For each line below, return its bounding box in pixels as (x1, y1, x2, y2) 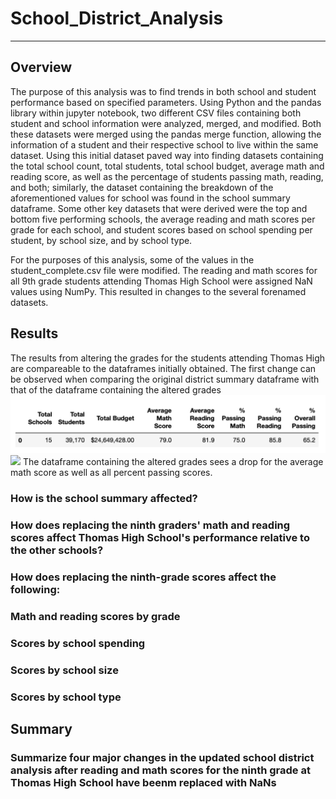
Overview (10, 59, 73, 76)
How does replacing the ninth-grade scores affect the (10, 570, 277, 584)
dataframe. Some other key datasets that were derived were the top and (10, 202, 308, 214)
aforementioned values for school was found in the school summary (10, 192, 291, 204)
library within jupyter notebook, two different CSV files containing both (10, 107, 302, 119)
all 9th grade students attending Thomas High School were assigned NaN (10, 275, 313, 287)
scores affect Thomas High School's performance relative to (10, 530, 310, 544)
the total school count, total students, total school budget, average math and (10, 160, 325, 172)
